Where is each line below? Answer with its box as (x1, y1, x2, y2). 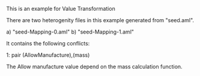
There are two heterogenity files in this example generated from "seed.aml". (6, 17, 194, 23)
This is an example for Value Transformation (6, 5, 115, 12)
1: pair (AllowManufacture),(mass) (6, 51, 90, 59)
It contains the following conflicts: (6, 40, 90, 47)
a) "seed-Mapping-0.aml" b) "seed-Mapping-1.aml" (6, 28, 134, 35)
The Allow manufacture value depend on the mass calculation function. (6, 63, 183, 70)
